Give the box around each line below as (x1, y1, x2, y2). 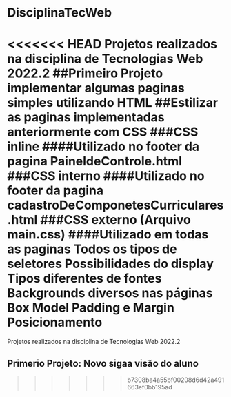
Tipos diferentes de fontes (7, 271, 162, 287)
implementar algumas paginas (7, 81, 185, 96)
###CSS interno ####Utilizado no (7, 168, 205, 184)
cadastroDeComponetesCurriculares (7, 198, 224, 213)
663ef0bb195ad (127, 383, 172, 391)
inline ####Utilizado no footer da (7, 139, 200, 154)
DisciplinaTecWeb (7, 5, 112, 21)
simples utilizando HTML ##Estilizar (7, 95, 219, 111)
